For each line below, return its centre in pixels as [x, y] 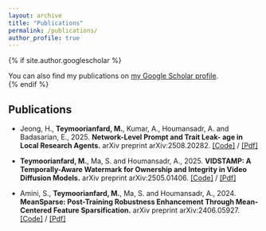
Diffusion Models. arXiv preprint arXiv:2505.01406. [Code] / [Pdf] [128, 178]
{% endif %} [29, 84]
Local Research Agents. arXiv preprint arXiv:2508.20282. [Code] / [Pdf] [139, 146]
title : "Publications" [46, 23]
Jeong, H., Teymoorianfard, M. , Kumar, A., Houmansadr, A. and [124, 129]
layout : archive [35, 16]
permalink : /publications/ [53, 30]
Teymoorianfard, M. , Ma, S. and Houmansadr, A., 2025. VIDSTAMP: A [135, 161]
